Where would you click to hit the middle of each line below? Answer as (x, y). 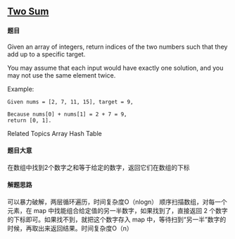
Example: (21, 89)
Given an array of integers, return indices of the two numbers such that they (118, 47)
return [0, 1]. (30, 120)
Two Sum (28, 12)
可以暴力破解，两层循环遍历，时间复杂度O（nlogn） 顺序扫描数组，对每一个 (117, 202)
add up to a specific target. (46, 54)
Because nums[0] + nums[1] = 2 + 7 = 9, (68, 114)
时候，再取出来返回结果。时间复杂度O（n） (70, 228)
